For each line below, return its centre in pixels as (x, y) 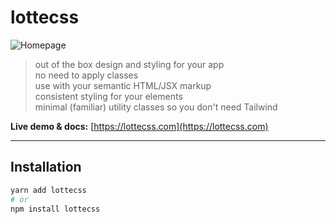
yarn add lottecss (48, 190)
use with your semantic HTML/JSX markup (123, 85)
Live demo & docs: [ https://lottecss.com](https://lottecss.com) (139, 126)
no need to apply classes (86, 75)
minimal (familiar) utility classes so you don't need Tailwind (156, 107)
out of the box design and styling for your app (129, 64)
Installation (46, 167)
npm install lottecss (55, 209)
